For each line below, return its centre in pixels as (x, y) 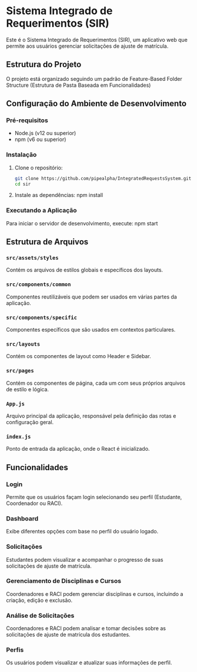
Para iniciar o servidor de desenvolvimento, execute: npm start (82, 223)
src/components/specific (42, 317)
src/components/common (39, 285)
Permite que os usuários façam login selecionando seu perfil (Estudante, (94, 497)
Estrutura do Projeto (44, 65)
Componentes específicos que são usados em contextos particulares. (91, 330)
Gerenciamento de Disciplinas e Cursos (64, 581)
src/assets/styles (32, 258)
